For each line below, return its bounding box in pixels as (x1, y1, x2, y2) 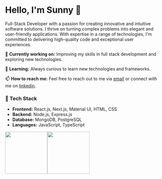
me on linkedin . (5, 83, 36, 89)
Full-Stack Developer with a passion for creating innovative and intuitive (5, 21, 151, 27)
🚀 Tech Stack (5, 95, 37, 102)
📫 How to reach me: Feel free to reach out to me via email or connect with (5, 76, 158, 82)
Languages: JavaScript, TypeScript (12, 122, 85, 128)
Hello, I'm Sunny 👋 (5, 4, 81, 16)
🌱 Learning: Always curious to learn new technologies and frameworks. (5, 66, 151, 72)
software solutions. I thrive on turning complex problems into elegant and (5, 26, 154, 31)
